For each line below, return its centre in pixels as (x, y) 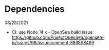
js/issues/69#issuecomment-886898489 (53, 42)
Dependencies (35, 9)
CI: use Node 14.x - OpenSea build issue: (53, 32)
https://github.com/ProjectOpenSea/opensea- (58, 37)
